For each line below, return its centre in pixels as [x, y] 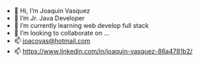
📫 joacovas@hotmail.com [52, 41]
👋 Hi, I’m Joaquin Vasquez [52, 11]
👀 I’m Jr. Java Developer [49, 18]
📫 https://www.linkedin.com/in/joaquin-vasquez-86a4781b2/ [103, 51]
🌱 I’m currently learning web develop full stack [81, 25]
